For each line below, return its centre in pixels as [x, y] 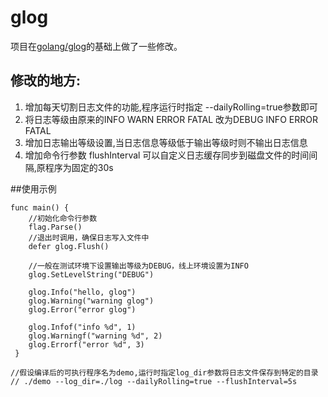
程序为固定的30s [79, 167]
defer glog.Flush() [69, 246]
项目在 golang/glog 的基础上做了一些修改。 [96, 46]
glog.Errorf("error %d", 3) [86, 344]
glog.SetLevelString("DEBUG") [91, 274]
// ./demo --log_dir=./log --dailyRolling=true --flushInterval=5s [154, 381]
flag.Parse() [55, 227]
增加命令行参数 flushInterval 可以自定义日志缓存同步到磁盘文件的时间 [167, 155]
